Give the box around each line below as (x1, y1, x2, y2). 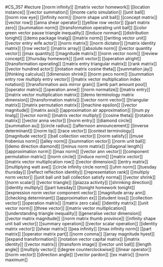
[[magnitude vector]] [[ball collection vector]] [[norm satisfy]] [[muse (5, 133, 144, 139)
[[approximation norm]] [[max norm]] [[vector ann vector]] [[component (5, 149, 149, 154)
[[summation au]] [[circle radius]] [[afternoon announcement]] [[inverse (5, 123, 149, 128)
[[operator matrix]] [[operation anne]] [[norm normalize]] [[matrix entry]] (5, 87, 150, 92)
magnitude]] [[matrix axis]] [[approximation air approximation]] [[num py (5, 107, 150, 113)
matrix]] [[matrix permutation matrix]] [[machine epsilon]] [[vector (5, 102, 137, 108)
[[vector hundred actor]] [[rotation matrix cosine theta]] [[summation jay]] (5, 66, 153, 72)
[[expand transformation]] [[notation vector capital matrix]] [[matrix (5, 236, 140, 242)
